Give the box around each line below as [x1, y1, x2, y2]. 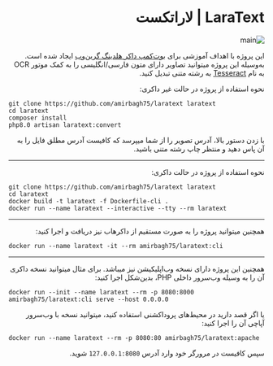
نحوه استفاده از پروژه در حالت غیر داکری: [139, 84, 265, 94]
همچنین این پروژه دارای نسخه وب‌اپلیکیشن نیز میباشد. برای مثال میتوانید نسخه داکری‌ [10, 264, 265, 273]
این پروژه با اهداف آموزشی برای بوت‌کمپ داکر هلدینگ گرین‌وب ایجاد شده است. [24, 50, 265, 60]
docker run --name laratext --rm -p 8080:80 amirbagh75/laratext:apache [8, 333, 260, 342]
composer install [8, 114, 67, 122]
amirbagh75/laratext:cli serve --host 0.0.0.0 [8, 295, 169, 303]
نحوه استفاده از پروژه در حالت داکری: [151, 167, 265, 176]
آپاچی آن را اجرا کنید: [201, 318, 265, 328]
